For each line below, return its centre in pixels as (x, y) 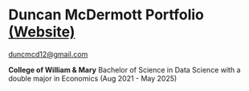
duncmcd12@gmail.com (48, 54)
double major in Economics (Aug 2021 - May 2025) (93, 78)
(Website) (42, 32)
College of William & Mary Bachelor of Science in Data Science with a (124, 69)
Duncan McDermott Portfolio (106, 15)
